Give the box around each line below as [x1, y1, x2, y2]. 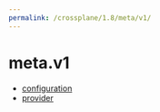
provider [21, 92, 54, 103]
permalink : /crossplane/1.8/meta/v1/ [8, 13, 152, 23]
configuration [21, 83, 73, 94]
